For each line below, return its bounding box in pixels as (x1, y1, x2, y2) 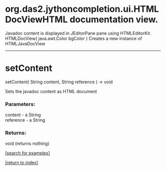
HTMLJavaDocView (5, 40, 45, 46)
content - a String (5, 112, 41, 118)
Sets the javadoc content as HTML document (5, 88, 97, 94)
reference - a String (5, 117, 45, 123)
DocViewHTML (5, 14, 68, 25)
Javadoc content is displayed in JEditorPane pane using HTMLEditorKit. (5, 30, 152, 36)
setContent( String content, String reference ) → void (5, 79, 113, 85)
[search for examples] (5, 150, 50, 156)
